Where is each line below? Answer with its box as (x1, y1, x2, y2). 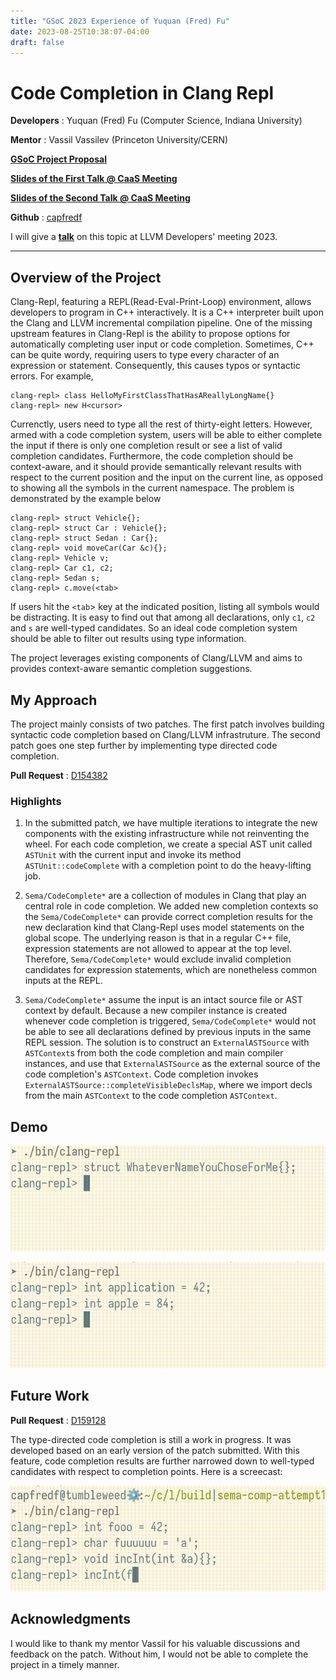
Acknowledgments (10, 1611, 132, 1628)
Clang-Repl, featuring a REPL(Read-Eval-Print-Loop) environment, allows (10, 296, 312, 308)
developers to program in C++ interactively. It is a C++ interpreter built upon (10, 306, 325, 319)
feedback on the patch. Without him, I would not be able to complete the (10, 1648, 309, 1660)
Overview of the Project (10, 269, 162, 286)
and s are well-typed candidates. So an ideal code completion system (10, 622, 298, 634)
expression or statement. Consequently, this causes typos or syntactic (10, 360, 301, 372)
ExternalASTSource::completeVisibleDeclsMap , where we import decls (24, 1079, 313, 1091)
